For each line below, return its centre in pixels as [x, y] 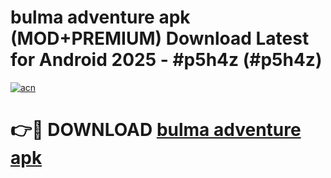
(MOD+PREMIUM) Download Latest [160, 38]
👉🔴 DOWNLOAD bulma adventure [156, 130]
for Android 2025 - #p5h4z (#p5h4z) [166, 60]
